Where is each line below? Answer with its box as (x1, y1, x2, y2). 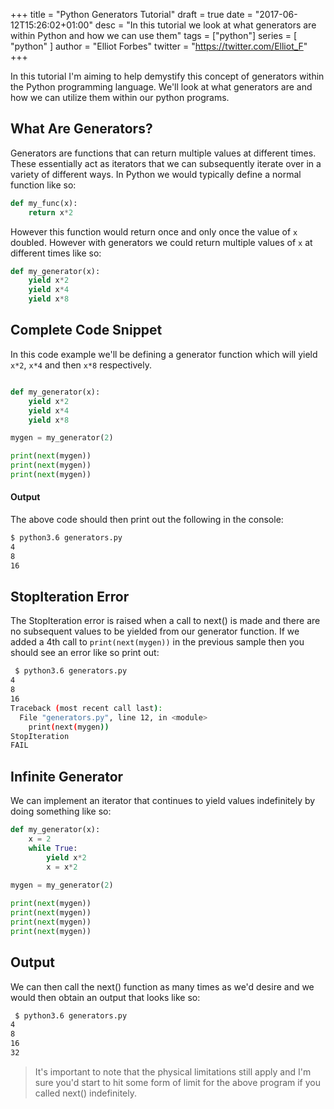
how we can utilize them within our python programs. (10, 92, 230, 103)
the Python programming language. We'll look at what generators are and (10, 81, 313, 93)
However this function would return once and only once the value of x (10, 225, 298, 238)
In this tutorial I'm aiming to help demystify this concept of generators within (10, 70, 325, 82)
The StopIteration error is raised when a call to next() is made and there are (10, 615, 321, 627)
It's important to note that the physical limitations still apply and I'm (34, 1065, 312, 1078)
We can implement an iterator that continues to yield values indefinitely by (10, 795, 316, 807)
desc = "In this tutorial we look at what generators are (94, 19, 317, 31)
